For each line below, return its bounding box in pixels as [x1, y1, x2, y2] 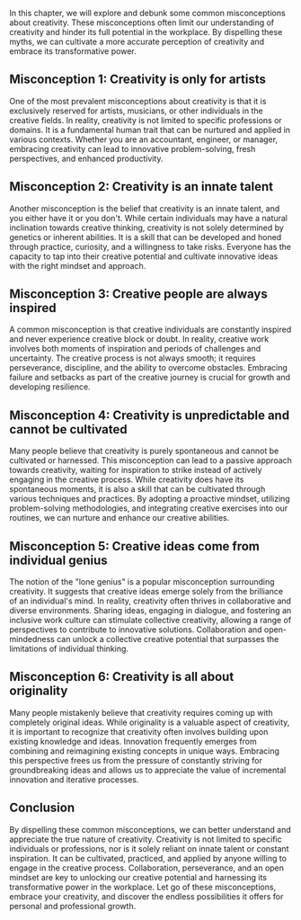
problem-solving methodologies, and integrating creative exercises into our [9, 503, 288, 514]
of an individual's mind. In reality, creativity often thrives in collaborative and [9, 595, 292, 606]
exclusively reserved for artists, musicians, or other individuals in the [9, 105, 263, 116]
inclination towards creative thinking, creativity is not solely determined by [9, 222, 285, 233]
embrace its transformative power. [9, 46, 137, 57]
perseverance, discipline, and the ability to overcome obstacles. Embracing [9, 362, 288, 373]
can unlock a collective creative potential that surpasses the [57, 634, 279, 645]
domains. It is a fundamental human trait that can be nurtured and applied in [9, 124, 290, 135]
